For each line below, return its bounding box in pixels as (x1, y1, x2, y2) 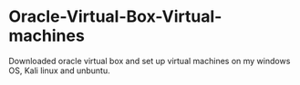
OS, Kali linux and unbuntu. (8, 65, 110, 76)
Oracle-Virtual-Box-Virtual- (8, 6, 222, 27)
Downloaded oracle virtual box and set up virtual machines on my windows (8, 55, 291, 66)
